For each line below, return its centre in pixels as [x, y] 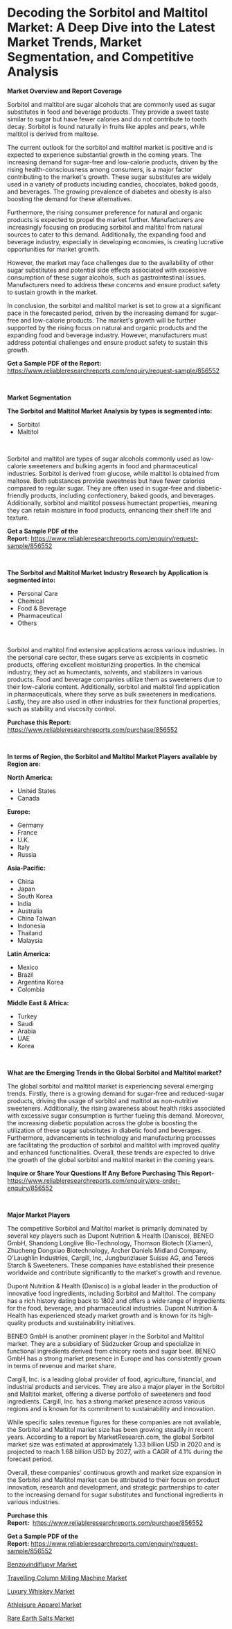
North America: [30, 777]
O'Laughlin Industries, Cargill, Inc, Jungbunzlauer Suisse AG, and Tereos [111, 1258]
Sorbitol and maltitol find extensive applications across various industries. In [116, 649]
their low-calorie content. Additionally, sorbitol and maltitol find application [114, 686]
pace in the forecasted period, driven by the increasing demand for [103, 313]
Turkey [27, 1016]
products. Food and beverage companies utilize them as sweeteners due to [115, 679]
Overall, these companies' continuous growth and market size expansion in [114, 1472]
